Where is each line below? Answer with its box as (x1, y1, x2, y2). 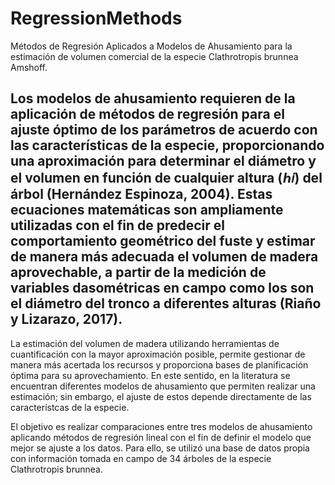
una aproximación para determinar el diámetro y (10, 153, 317, 170)
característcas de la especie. (10, 401, 130, 413)
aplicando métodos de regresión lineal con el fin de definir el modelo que (10, 431, 312, 443)
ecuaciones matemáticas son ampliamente (10, 202, 284, 219)
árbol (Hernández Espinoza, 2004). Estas (10, 186, 273, 203)
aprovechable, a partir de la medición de (10, 264, 267, 281)
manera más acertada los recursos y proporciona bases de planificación (10, 358, 309, 371)
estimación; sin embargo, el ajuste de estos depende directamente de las (10, 390, 312, 402)
